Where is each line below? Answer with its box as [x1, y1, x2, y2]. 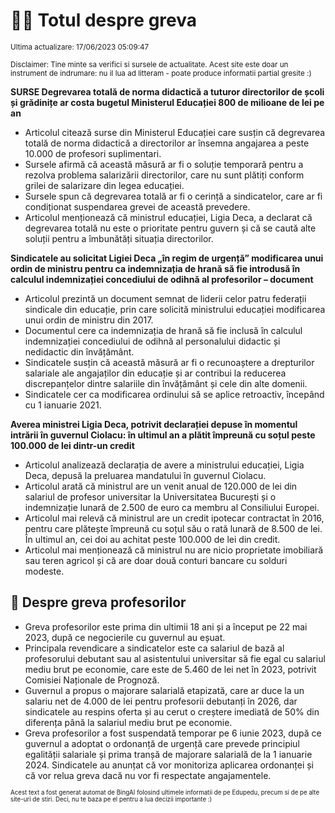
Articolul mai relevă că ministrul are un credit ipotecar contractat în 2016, [24, 512, 325, 524]
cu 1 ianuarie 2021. [24, 399, 102, 411]
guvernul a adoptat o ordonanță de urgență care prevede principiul [24, 737, 300, 749]
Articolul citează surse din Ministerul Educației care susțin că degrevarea [24, 126, 326, 138]
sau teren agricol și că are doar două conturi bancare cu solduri [24, 554, 288, 566]
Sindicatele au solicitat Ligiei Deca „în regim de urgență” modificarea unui [10, 252, 324, 264]
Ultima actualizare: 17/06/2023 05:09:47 [10, 42, 150, 52]
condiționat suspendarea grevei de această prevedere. [24, 200, 251, 213]
